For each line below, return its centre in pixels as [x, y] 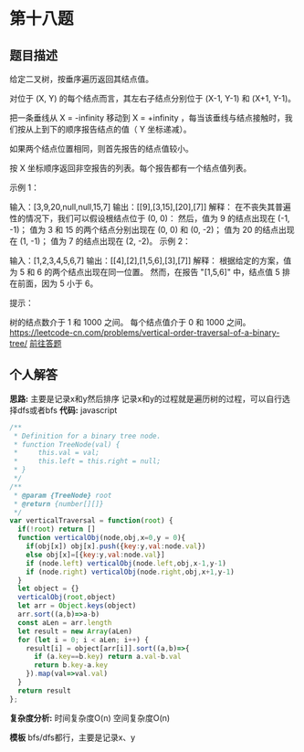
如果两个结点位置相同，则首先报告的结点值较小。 [101, 148]
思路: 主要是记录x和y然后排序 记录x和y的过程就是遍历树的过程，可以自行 [146, 398]
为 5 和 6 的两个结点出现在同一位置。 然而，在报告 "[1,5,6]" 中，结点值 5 [145, 272]
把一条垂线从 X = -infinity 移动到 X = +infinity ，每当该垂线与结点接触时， [147, 118]
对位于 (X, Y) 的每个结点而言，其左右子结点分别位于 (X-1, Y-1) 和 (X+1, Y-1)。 [153, 98]
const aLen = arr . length [65, 622]
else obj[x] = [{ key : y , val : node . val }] [96, 555]
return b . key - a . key [70, 665]
